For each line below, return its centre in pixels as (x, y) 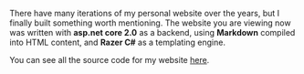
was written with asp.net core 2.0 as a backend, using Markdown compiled (152, 32)
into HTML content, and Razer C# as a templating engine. (118, 42)
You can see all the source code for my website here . (110, 60)
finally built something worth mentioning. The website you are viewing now (150, 23)
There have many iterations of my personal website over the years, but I (145, 13)
